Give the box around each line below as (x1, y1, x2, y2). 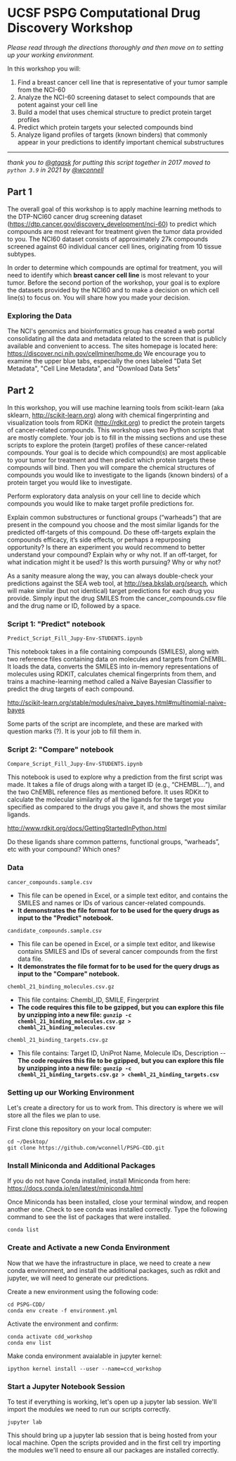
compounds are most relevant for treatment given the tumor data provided (7, 227, 223, 235)
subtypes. (7, 249, 37, 258)
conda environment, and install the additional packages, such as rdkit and (7, 1266, 221, 1274)
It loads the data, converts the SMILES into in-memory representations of (7, 662, 219, 671)
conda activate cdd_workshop (7, 1333, 93, 1340)
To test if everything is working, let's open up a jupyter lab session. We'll (7, 1397, 217, 1406)
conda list (7, 1226, 39, 1233)
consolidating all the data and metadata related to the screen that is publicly (7, 335, 227, 343)
